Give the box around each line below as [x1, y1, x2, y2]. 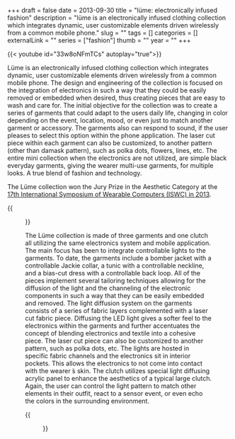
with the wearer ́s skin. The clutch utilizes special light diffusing [25, 367, 210, 375]
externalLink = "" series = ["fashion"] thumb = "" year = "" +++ [7, 36, 191, 45]
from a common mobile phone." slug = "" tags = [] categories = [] [7, 28, 198, 37]
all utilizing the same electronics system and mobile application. [25, 239, 211, 247]
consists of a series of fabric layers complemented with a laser [25, 307, 208, 314]
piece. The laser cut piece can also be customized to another [25, 336, 204, 345]
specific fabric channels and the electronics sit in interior [25, 352, 191, 360]
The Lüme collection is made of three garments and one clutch [25, 232, 209, 239]
